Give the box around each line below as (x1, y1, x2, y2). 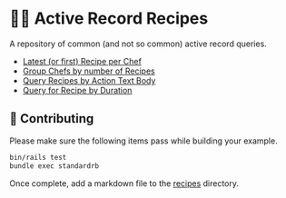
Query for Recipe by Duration (22, 84, 133, 95)
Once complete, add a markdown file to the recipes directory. (9, 177, 239, 189)
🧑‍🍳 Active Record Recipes (9, 8, 209, 29)
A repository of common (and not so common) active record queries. (9, 38, 268, 49)
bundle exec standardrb (9, 161, 100, 171)
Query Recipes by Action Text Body (22, 74, 156, 85)
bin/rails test (9, 153, 67, 162)
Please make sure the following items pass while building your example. (9, 135, 279, 146)
